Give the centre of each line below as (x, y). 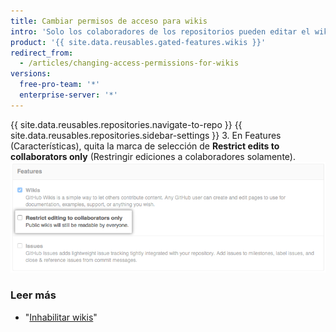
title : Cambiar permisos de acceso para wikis (109, 21)
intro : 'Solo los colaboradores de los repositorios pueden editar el (160, 31)
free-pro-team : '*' (60, 85)
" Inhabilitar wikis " (61, 317)
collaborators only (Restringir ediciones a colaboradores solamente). (153, 156)
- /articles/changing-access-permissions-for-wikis (129, 63)
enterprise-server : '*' (68, 95)
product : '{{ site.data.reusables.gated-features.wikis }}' (138, 42)
